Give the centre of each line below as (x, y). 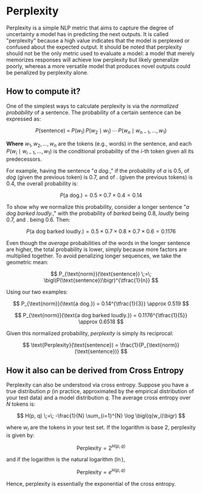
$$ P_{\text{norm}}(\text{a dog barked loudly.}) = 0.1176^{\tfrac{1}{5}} (101, 315)
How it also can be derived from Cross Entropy (95, 371)
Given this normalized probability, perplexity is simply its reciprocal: (90, 333)
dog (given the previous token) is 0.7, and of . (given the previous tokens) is (99, 177)
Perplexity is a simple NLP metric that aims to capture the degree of (90, 28)
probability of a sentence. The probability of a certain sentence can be (94, 112)
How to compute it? (44, 91)
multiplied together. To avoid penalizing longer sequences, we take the (94, 256)
